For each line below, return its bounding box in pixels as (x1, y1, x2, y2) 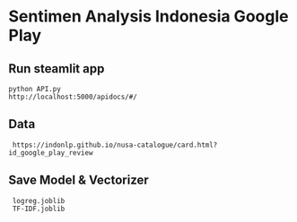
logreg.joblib (12, 196, 66, 205)
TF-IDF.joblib (12, 204, 66, 213)
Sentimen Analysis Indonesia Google (8, 6, 289, 27)
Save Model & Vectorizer (8, 173, 149, 188)
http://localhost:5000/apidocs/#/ (8, 92, 138, 101)
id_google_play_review (8, 148, 93, 158)
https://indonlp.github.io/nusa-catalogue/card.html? (12, 141, 218, 149)
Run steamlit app (8, 61, 105, 76)
